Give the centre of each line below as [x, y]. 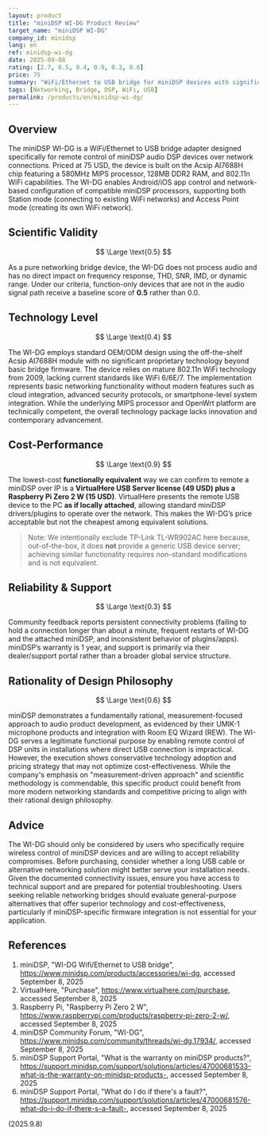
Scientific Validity [53, 233]
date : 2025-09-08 [37, 60]
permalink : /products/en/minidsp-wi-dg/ [76, 97]
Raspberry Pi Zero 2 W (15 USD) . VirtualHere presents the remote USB [124, 496]
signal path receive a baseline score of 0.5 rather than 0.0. [104, 292]
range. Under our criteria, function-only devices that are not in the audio [126, 284]
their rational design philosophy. [61, 800]
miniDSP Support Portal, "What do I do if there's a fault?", [114, 1091]
